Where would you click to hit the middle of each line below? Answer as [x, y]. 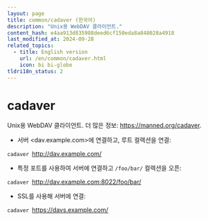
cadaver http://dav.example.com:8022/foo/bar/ [74, 182]
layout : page [26, 13]
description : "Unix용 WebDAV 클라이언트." [65, 26]
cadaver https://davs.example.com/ [58, 210]
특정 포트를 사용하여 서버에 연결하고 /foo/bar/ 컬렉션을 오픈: [99, 168]
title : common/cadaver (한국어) [51, 20]
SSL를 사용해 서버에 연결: [51, 196]
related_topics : [30, 46]
